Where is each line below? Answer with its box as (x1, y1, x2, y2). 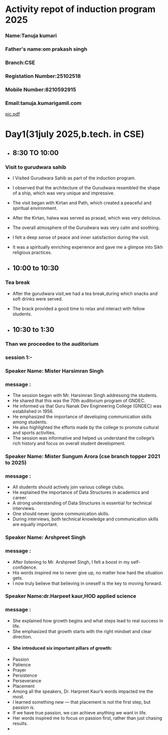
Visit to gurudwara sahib (5, 163, 67, 170)
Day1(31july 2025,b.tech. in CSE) (5, 129, 144, 140)
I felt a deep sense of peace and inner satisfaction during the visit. (12, 234, 149, 240)
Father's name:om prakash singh (5, 46, 88, 53)
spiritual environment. (12, 205, 58, 211)
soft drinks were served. (12, 295, 63, 302)
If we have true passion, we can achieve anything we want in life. (12, 709, 147, 715)
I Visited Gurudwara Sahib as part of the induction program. (12, 175, 136, 181)
